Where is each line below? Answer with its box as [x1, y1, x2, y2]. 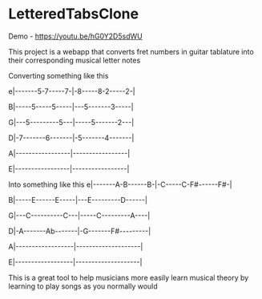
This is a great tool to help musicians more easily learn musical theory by [8, 273, 249, 282]
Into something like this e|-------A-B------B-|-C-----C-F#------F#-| [8, 180, 232, 189]
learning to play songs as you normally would [8, 281, 158, 291]
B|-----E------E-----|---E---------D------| [8, 195, 148, 204]
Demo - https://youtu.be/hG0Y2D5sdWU [8, 31, 143, 41]
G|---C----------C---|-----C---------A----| [8, 210, 151, 220]
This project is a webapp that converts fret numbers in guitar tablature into [8, 46, 254, 56]
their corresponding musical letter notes [8, 55, 141, 65]
